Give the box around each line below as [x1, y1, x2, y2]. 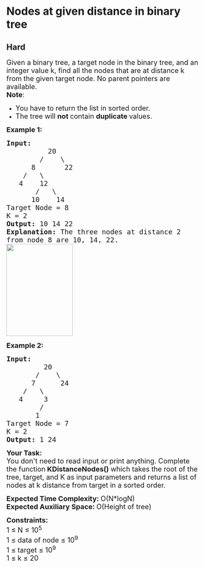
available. [6, 82, 37, 91]
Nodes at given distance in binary [6, 4, 181, 18]
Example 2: [6, 341, 44, 350]
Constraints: [6, 516, 48, 525]
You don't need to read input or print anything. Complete [6, 456, 190, 465]
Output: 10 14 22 [6, 219, 74, 228]
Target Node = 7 [6, 419, 69, 428]
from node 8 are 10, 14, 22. [6, 235, 119, 244]
